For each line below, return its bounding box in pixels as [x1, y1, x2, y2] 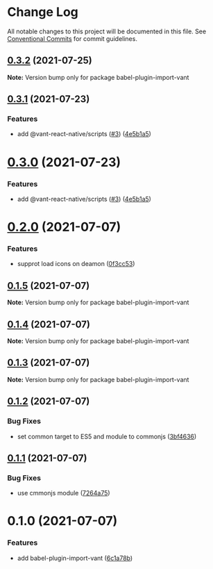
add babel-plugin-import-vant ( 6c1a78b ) [17, 554, 133, 562]
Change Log [7, 4, 78, 20]
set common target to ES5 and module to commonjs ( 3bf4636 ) [17, 432, 197, 440]
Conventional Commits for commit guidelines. [7, 34, 137, 42]
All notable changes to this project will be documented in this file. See [7, 27, 207, 35]
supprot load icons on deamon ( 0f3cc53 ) [17, 260, 135, 268]
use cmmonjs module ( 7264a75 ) [17, 489, 110, 497]
